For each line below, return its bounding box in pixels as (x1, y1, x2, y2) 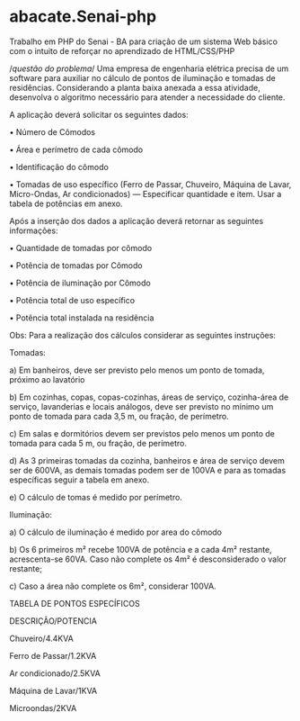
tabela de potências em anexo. (9, 198, 123, 209)
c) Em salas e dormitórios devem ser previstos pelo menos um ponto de (9, 428, 276, 438)
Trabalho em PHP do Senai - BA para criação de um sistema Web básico (9, 36, 278, 47)
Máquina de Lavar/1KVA (9, 685, 98, 696)
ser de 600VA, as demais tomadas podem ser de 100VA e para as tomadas (9, 464, 287, 475)
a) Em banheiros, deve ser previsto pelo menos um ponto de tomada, (9, 365, 265, 375)
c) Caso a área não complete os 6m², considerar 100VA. (9, 581, 217, 591)
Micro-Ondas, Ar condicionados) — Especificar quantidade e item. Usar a (9, 188, 282, 199)
